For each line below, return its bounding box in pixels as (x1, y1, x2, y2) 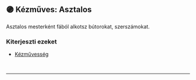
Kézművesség (14, 51, 49, 58)
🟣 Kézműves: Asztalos (6, 5, 92, 14)
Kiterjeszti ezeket (6, 37, 57, 45)
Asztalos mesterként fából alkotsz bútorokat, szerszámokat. (6, 23, 150, 30)
